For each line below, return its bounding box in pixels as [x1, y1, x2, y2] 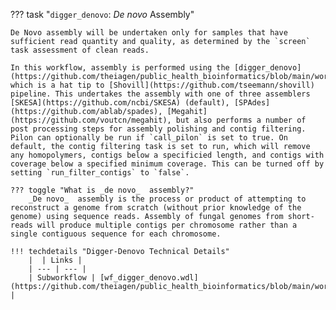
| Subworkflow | [28, 273, 97, 283]
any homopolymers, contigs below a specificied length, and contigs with [10, 150, 325, 160]
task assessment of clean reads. [10, 45, 150, 55]
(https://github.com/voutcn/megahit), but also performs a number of [10, 115, 307, 125]
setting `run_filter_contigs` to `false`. [10, 168, 190, 178]
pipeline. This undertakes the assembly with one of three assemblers [10, 89, 311, 99]
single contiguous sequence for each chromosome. [10, 229, 222, 239]
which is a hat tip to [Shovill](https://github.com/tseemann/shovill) [10, 80, 315, 90]
